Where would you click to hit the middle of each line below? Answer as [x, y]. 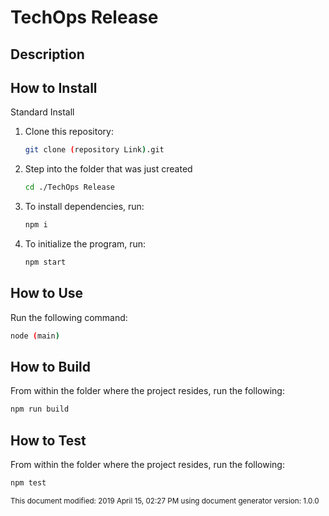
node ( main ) [35, 336]
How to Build [51, 366]
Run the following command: [69, 317]
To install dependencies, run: [84, 207]
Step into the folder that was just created [108, 169]
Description [47, 54]
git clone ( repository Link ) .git [94, 150]
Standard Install [42, 112]
